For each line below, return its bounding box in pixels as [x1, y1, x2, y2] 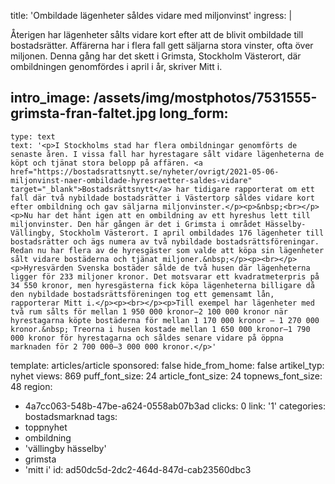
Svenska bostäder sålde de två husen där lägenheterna [77, 263, 311, 273]
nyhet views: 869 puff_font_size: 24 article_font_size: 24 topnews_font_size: [10, 370, 323, 382]
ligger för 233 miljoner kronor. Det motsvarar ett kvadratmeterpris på [10, 271, 320, 282]
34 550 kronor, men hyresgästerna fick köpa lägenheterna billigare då [10, 280, 315, 290]
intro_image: [10, 90, 91, 107]
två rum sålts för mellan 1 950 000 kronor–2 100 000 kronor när [10, 306, 288, 317]
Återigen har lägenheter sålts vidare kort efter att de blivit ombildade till [10, 29, 304, 40]
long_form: [159, 105, 229, 122]
